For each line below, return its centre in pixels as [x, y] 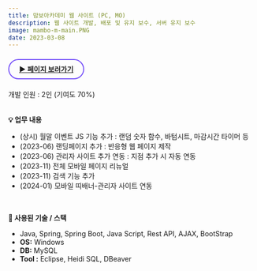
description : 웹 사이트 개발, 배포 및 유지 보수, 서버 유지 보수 [102, 23]
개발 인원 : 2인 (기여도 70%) [52, 95]
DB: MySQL [38, 250]
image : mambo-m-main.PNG [49, 30]
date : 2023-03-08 [37, 38]
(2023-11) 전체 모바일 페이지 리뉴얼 [74, 166]
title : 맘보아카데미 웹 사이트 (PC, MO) [67, 15]
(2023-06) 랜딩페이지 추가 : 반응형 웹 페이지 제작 [95, 146]
